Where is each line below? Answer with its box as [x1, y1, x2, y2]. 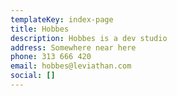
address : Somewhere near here [10, 42, 137, 53]
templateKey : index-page [10, 14, 114, 25]
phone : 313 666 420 [10, 52, 92, 62]
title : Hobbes [10, 24, 70, 34]
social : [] [10, 71, 56, 81]
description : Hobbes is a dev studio [10, 33, 168, 43]
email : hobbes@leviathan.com [10, 61, 132, 71]
